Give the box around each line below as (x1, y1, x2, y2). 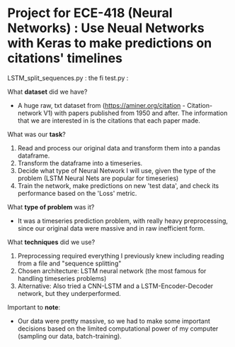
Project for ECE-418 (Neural (7, 5, 173, 21)
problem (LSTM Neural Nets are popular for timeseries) (17, 174, 179, 182)
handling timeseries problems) (17, 274, 107, 282)
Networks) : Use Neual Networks (7, 20, 205, 36)
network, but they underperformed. (17, 289, 122, 297)
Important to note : (7, 303, 61, 312)
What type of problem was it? (7, 202, 95, 211)
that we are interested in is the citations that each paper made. (17, 116, 200, 125)
